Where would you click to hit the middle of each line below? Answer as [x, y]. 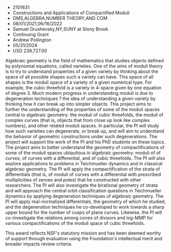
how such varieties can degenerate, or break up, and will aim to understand [85, 131]
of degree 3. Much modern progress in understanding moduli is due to [79, 93]
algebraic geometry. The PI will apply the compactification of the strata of [83, 169]
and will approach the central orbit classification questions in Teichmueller [83, 191]
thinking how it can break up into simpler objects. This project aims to [78, 104]
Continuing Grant [31, 34]
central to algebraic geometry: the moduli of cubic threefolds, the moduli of [84, 115]
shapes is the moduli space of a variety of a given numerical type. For [79, 82]
